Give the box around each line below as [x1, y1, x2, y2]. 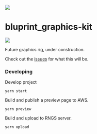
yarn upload [5, 125, 29, 130]
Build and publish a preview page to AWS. [5, 97, 89, 103]
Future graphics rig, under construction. [5, 46, 85, 52]
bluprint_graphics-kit [5, 21, 93, 33]
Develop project [5, 79, 37, 85]
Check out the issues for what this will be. [5, 56, 89, 62]
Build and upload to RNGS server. [5, 115, 72, 121]
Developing [5, 68, 33, 75]
